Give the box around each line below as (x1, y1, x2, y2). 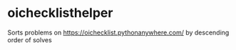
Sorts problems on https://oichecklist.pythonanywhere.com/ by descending (7, 28, 230, 37)
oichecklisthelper (7, 5, 113, 21)
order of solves (7, 35, 52, 44)
